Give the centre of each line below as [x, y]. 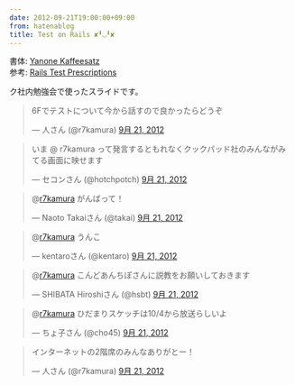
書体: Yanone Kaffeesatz [55, 61]
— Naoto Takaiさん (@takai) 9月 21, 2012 [107, 218]
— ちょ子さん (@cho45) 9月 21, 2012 [100, 333]
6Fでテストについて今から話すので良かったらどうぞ [127, 111]
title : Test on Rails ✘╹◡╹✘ [62, 34]
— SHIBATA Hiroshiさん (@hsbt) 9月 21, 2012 [115, 295]
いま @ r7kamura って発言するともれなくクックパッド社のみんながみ [159, 149]
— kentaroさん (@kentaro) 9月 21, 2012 [104, 256]
